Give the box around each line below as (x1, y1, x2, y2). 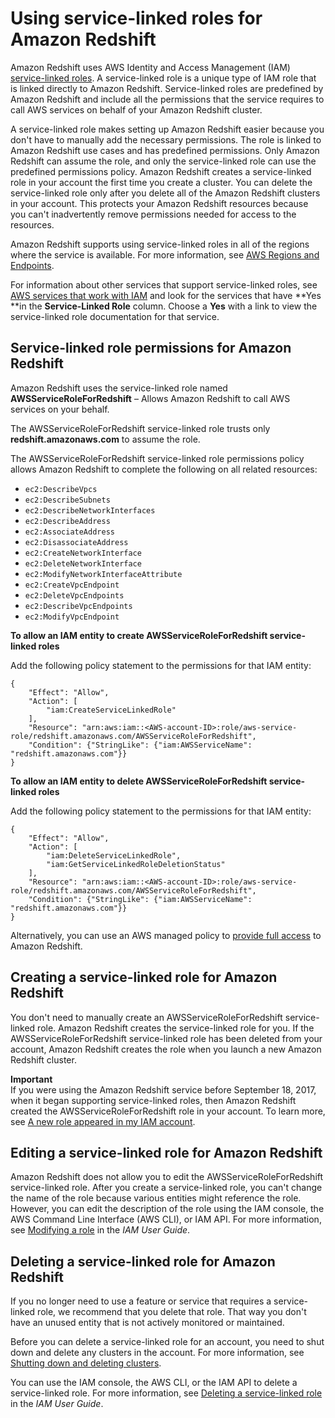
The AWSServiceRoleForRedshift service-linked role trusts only (10, 422, 271, 434)
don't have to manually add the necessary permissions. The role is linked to (10, 133, 322, 146)
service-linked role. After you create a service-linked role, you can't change (10, 1182, 323, 1194)
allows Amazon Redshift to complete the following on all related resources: (10, 463, 318, 475)
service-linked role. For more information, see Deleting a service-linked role (10, 1387, 323, 1399)
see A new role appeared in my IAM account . (10, 1115, 196, 1127)
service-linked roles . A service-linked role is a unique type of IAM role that (10, 72, 317, 84)
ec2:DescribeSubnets (24, 495, 111, 505)
